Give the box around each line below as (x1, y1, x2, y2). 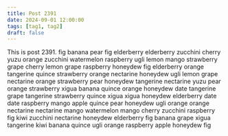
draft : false (7, 29, 45, 36)
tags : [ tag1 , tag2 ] (7, 23, 63, 30)
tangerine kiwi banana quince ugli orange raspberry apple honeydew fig (7, 121, 212, 129)
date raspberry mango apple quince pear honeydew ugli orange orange (7, 99, 209, 107)
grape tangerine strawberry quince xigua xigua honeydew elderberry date (7, 92, 217, 100)
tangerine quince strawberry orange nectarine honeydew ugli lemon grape (7, 70, 218, 78)
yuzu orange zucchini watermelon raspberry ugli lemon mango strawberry (7, 56, 218, 64)
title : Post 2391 (7, 10, 57, 17)
